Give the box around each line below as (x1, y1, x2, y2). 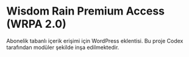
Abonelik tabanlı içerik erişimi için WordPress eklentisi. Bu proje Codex (6, 37, 184, 44)
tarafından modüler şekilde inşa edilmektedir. (6, 44, 119, 51)
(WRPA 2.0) (6, 17, 66, 31)
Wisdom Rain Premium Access (6, 4, 165, 18)
